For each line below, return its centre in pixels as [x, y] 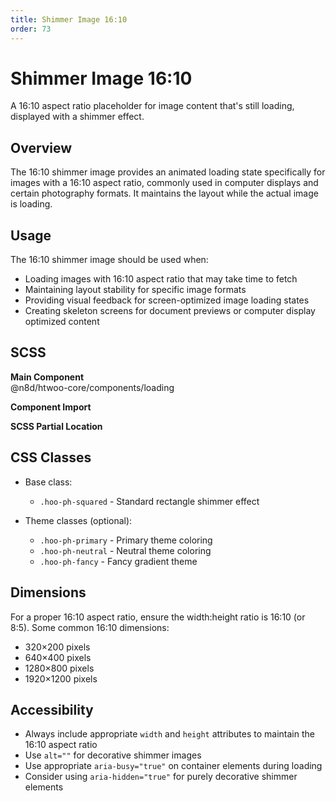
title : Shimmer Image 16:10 [69, 19]
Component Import [51, 407]
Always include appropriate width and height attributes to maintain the [169, 734]
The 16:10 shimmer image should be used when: [109, 260]
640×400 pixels [58, 657]
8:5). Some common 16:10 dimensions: [90, 627]
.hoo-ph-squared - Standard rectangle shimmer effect [149, 501]
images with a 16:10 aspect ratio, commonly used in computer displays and [164, 183]
